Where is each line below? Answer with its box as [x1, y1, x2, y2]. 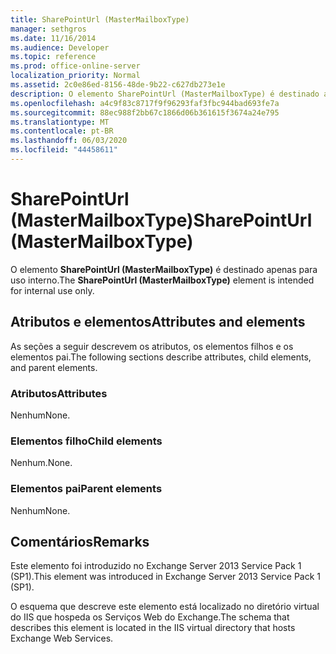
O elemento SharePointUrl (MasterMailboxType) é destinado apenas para [10, 263, 318, 275]
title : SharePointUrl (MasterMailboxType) [10, 14, 190, 25]
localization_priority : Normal [10, 71, 141, 81]
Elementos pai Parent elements [10, 482, 163, 496]
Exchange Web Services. [10, 632, 114, 645]
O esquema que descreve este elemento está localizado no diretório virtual [10, 601, 320, 613]
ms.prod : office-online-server [10, 61, 141, 71]
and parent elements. [10, 361, 98, 373]
